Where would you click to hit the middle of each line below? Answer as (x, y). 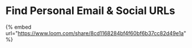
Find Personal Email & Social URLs (90, 11)
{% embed (19, 27)
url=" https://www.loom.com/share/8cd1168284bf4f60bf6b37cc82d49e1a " (96, 33)
